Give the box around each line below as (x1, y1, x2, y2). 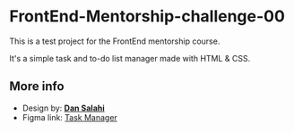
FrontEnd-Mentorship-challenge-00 (9, 6, 285, 27)
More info (9, 78, 65, 95)
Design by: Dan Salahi (22, 103, 105, 113)
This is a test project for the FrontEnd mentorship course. (9, 36, 220, 46)
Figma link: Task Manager (22, 111, 118, 122)
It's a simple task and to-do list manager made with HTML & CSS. (9, 53, 251, 63)
